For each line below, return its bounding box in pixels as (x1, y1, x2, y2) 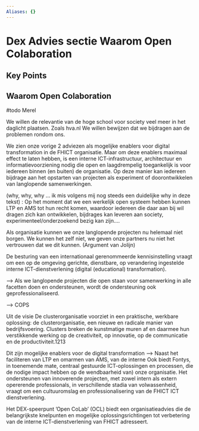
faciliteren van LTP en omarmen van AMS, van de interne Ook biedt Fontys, (6, 356, 191, 363)
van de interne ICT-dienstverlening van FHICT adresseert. (6, 418, 149, 426)
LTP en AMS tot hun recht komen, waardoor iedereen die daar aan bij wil (6, 205, 184, 212)
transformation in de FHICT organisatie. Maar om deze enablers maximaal (6, 149, 188, 156)
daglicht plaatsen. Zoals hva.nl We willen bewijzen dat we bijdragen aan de (6, 124, 190, 132)
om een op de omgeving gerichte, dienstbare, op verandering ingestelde (6, 260, 185, 267)
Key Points (6, 71, 47, 81)
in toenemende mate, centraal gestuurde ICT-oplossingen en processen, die (6, 363, 194, 370)
